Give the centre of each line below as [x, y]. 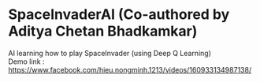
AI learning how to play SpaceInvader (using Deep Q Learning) [110, 53]
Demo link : [26, 61]
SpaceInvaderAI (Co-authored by [119, 15]
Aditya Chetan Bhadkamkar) [103, 31]
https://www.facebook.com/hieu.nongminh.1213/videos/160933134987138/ [130, 69]
